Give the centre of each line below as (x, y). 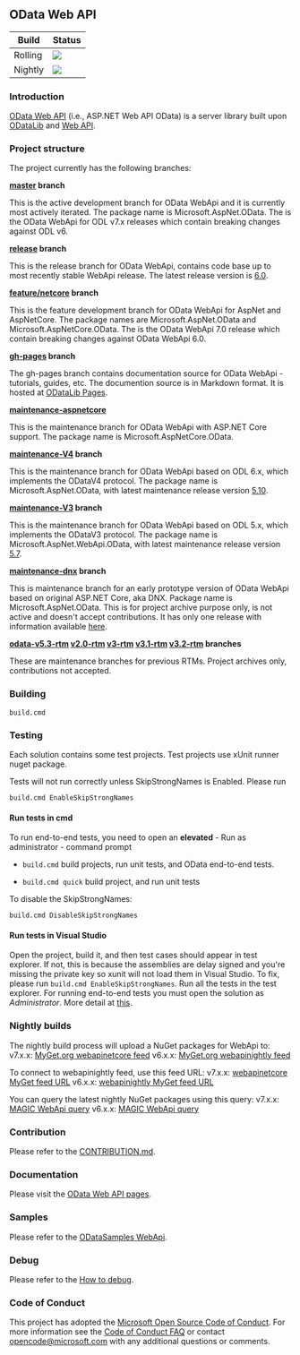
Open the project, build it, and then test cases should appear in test (133, 955)
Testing (26, 735)
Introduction (37, 96)
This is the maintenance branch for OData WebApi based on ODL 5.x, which (149, 525)
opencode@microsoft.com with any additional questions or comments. (140, 1342)
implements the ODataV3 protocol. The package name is (114, 535)
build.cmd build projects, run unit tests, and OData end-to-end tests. (148, 864)
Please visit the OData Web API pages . (81, 1194)
